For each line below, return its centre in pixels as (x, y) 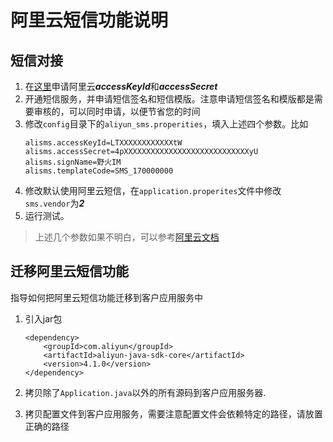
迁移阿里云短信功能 (69, 271)
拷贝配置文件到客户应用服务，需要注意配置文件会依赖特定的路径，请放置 (173, 413)
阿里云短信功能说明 (89, 20)
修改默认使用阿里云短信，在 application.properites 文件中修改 (153, 190)
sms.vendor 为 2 (54, 203)
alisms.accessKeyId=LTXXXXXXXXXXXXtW (103, 143)
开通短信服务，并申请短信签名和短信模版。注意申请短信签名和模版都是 (169, 99)
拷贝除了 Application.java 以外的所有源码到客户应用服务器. (145, 392)
